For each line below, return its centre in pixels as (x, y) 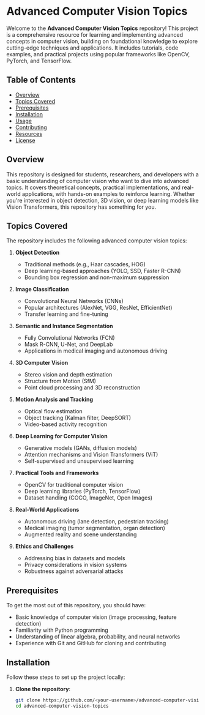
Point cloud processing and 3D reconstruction (82, 387)
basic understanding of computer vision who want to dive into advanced (98, 181)
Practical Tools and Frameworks (57, 473)
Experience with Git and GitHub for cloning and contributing (91, 643)
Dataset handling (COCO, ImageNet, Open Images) (88, 498)
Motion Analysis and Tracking (54, 400)
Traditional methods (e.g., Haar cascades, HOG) (85, 264)
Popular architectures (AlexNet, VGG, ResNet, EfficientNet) (98, 308)
